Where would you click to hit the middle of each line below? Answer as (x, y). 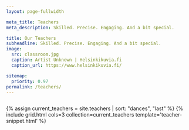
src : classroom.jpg (35, 54)
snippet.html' (22, 121)
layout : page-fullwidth (35, 11)
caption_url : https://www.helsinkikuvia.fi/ (67, 65)
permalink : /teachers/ (34, 87)
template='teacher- (159, 115)
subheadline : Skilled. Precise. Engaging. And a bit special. (84, 44)
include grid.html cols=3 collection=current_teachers (70, 115)
